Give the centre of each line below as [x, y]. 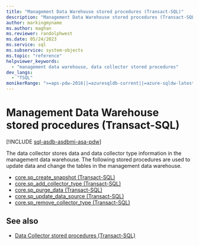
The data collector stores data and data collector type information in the [94, 153]
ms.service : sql [26, 45]
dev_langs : [20, 72]
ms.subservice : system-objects [45, 50]
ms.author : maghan [29, 28]
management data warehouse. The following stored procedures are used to [98, 159]
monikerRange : [24, 84]
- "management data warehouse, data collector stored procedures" [95, 67]
